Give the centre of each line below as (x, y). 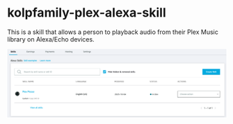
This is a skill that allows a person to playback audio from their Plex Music (113, 32)
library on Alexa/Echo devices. (51, 39)
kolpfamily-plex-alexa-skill (87, 13)
